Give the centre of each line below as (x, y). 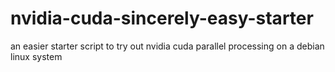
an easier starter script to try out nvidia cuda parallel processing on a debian (167, 46)
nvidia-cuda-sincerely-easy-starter (162, 18)
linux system (36, 56)
